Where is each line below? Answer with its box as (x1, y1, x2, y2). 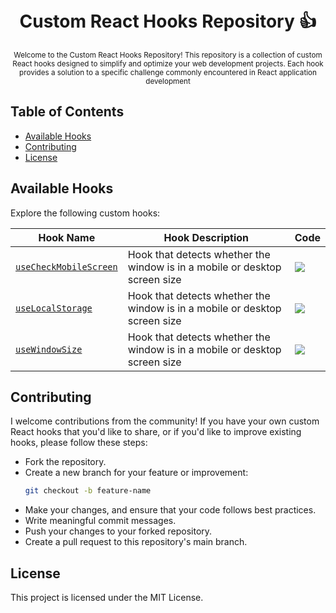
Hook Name (38, 230, 96, 244)
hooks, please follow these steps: (10, 437, 148, 449)
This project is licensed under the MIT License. (10, 592, 204, 604)
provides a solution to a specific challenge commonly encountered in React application (19, 67, 317, 77)
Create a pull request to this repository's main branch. (24, 536, 248, 548)
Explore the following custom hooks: (10, 207, 161, 219)
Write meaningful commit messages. (24, 515, 177, 527)
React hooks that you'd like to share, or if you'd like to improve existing (10, 426, 302, 438)
